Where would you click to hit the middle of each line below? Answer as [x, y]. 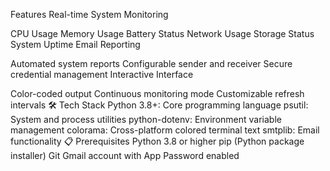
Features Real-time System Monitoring [89, 14]
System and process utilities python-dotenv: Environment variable [146, 119]
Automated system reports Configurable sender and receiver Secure [151, 63]
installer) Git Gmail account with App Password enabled [125, 155]
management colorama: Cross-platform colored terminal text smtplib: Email [165, 130]
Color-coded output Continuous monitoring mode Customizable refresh [157, 93]
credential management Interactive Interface [102, 74]
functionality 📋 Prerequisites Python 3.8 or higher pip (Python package [157, 141]
